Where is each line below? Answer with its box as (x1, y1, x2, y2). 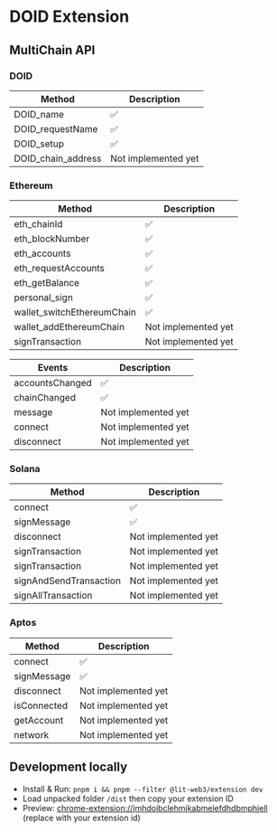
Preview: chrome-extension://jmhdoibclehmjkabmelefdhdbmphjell (22, 802, 268, 813)
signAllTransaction (14, 590, 93, 602)
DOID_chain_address (14, 152, 102, 165)
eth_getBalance (14, 277, 79, 289)
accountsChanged (14, 377, 92, 390)
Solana (9, 463, 41, 476)
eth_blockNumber (14, 232, 90, 245)
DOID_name (14, 108, 65, 120)
